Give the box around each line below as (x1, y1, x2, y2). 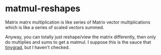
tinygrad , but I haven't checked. (5, 44, 70, 50)
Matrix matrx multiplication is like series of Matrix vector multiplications (5, 19, 151, 25)
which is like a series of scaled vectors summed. (5, 24, 105, 30)
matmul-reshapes (5, 3, 81, 14)
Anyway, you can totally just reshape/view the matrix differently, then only (5, 34, 156, 40)
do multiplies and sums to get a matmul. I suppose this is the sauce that (5, 39, 151, 45)
